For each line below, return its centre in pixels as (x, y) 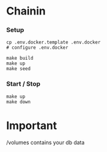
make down (19, 102)
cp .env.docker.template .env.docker (53, 43)
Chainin (26, 11)
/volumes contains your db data (46, 142)
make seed (19, 69)
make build (20, 59)
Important (32, 125)
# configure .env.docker (37, 48)
